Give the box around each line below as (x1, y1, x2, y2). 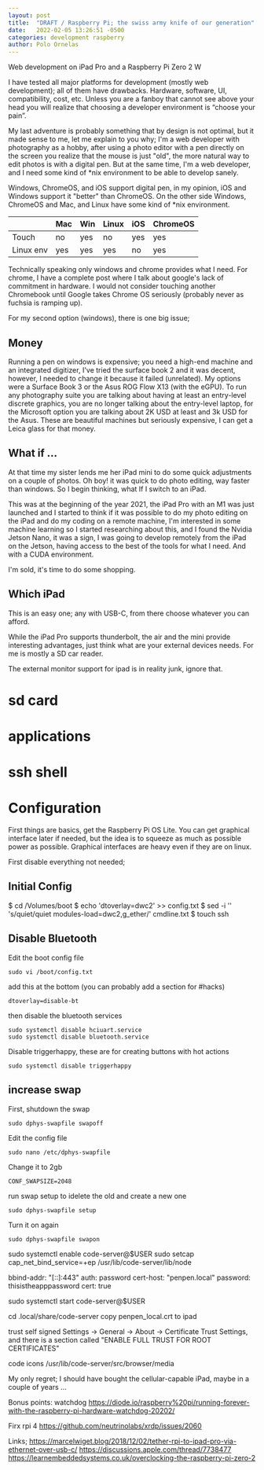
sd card (8, 691, 59, 709)
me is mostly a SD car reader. (8, 649, 104, 658)
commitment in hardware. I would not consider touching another (8, 281, 216, 291)
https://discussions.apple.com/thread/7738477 (79, 1444, 232, 1454)
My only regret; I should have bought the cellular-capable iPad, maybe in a (8, 1373, 250, 1384)
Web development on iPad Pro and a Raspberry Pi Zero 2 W (8, 62, 202, 72)
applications (8, 727, 91, 745)
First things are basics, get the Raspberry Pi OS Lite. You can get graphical (8, 825, 250, 835)
